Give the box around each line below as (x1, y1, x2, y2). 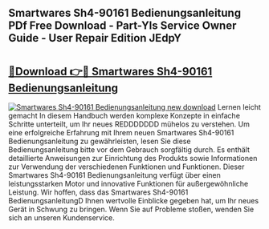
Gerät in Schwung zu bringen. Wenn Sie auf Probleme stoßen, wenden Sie (8, 204, 255, 214)
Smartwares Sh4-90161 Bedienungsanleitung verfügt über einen (8, 171, 221, 179)
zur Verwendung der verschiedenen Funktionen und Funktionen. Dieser (8, 162, 245, 171)
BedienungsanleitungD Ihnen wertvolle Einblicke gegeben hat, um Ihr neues (8, 196, 259, 205)
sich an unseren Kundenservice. (8, 213, 115, 223)
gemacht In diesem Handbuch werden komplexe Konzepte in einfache (8, 111, 241, 120)
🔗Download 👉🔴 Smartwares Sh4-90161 (8, 64, 213, 78)
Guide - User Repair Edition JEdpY (8, 31, 182, 45)
